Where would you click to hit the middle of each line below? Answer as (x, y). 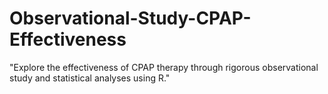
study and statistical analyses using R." (90, 78)
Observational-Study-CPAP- (130, 18)
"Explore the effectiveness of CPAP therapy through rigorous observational (164, 67)
